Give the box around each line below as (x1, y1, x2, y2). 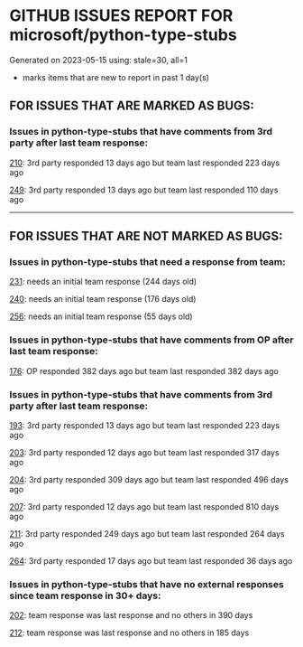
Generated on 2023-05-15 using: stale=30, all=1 (9, 54, 188, 65)
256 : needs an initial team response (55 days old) (9, 311, 193, 322)
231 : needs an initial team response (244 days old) (9, 277, 197, 287)
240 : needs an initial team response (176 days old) (9, 294, 197, 305)
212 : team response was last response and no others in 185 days (9, 627, 250, 638)
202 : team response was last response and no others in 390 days (9, 610, 253, 621)
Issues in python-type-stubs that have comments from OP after (9, 333, 294, 346)
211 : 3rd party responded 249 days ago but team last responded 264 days (9, 528, 286, 539)
